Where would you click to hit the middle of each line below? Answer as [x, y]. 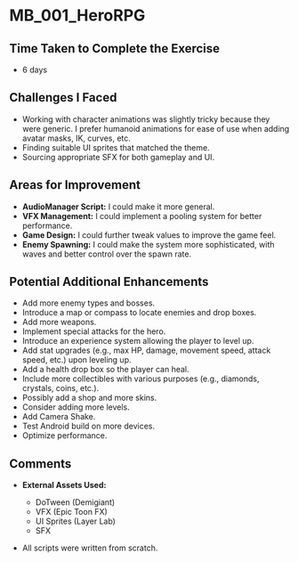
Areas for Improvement [75, 185]
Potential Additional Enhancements [109, 282]
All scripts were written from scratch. [90, 548]
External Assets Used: [64, 485]
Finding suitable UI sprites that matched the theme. [116, 147]
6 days [34, 69]
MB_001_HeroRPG [77, 16]
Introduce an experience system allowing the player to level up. [138, 341]
